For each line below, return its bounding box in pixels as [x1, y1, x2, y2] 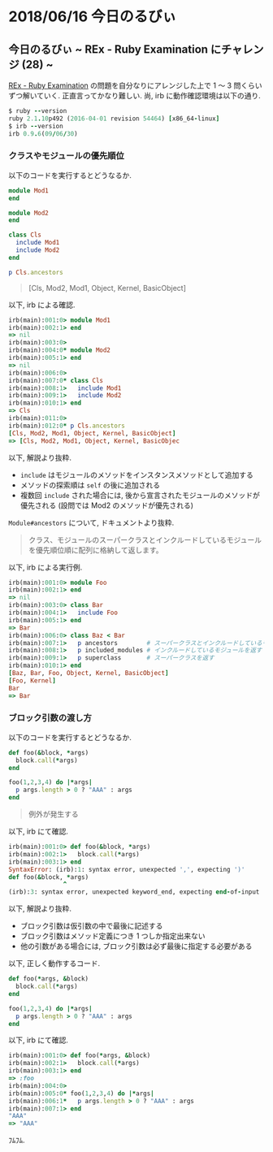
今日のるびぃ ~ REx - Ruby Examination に [8, 42, 222, 56]
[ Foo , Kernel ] [8, 676, 57, 685]
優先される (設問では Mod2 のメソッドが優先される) [19, 500, 193, 510]
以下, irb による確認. [8, 300, 76, 310]
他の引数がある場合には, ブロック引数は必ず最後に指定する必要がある [19, 942, 253, 951]
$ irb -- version [8, 122, 63, 130]
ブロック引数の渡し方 [8, 712, 92, 724]
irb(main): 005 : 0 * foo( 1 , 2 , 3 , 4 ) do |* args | [8, 1089, 154, 1098]
